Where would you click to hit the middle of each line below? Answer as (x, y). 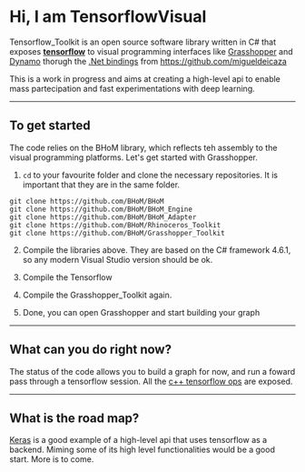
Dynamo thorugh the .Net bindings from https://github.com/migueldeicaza (148, 61)
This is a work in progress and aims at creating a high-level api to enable (145, 78)
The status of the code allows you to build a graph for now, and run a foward (152, 371)
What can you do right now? (91, 350)
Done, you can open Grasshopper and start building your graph (141, 312)
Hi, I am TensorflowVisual (108, 17)
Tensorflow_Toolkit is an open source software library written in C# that (143, 42)
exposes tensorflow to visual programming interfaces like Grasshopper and (151, 51)
